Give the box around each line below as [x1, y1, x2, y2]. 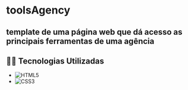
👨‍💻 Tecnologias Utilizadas [6, 56, 104, 66]
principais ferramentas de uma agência [6, 36, 155, 46]
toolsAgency [6, 4, 71, 17]
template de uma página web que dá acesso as [6, 27, 183, 37]
